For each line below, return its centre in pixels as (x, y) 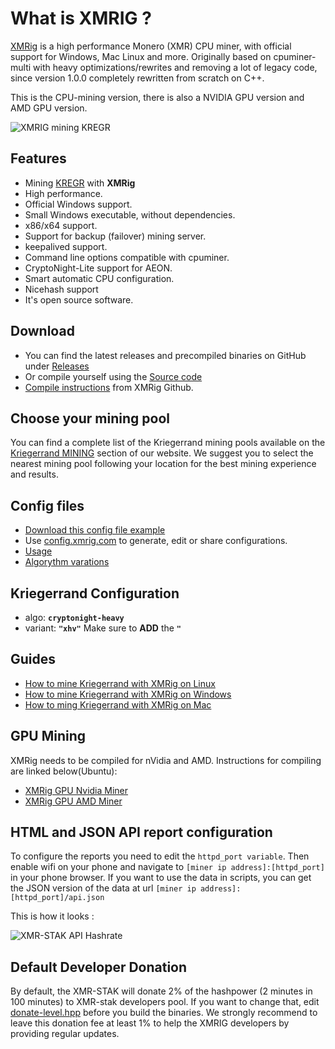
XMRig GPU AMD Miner (73, 801)
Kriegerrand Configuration (95, 593)
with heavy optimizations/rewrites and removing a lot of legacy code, (175, 67)
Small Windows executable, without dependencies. (130, 214)
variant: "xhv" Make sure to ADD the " (103, 628)
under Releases (57, 366)
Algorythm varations (67, 562)
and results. (34, 474)
